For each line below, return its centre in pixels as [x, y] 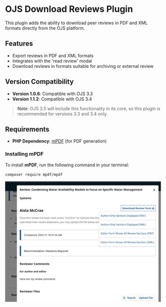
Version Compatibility [40, 82]
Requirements [27, 129]
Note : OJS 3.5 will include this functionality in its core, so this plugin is [89, 108]
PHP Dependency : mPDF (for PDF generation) [60, 141]
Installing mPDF [24, 154]
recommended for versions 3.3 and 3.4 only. [62, 114]
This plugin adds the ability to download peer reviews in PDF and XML [77, 23]
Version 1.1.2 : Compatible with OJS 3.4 [52, 99]
